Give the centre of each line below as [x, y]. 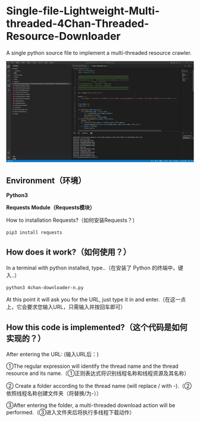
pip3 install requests [34, 232]
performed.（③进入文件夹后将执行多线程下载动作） [71, 412]
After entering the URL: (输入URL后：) [53, 354]
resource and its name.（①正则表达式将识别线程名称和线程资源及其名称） [98, 373]
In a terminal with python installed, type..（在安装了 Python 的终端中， [92, 268]
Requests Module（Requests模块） [51, 207]
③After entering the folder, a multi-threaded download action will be [91, 405]
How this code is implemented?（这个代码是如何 [97, 328]
